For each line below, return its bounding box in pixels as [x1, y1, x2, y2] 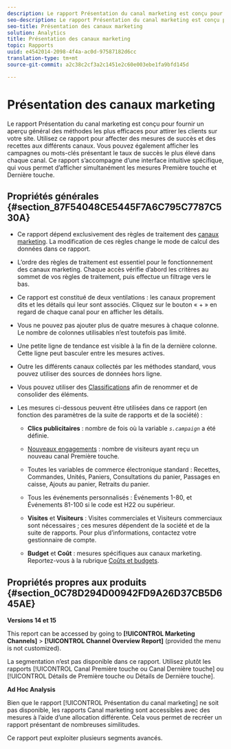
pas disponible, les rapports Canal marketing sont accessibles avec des [7, 706, 210, 715]
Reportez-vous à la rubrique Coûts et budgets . [27, 557, 159, 565]
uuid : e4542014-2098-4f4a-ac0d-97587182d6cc [7, 49, 137, 56]
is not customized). [7, 644, 62, 653]
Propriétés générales [7, 190, 100, 202]
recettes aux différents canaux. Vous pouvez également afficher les [7, 142, 199, 150]
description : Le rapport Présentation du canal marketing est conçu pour [7, 10, 223, 17]
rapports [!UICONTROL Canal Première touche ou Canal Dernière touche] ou [7, 664, 224, 673]
